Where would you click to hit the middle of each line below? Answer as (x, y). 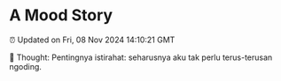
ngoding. (26, 66)
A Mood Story (61, 15)
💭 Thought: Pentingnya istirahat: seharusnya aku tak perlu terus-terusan (141, 57)
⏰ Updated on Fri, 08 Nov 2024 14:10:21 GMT (92, 40)
